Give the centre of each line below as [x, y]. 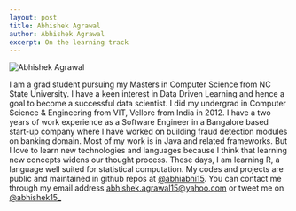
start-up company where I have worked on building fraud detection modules [148, 132]
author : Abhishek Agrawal [57, 34]
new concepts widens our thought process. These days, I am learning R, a [145, 160]
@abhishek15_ [35, 198]
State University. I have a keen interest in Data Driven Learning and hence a [147, 94]
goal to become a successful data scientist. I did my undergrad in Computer [148, 104]
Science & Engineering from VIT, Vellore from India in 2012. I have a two [140, 113]
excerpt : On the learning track [69, 42]
